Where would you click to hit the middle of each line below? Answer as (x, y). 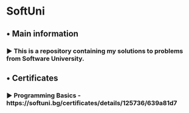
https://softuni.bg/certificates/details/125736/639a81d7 (92, 103)
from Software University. (45, 58)
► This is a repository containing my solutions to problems (95, 51)
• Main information (43, 34)
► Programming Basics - (43, 95)
